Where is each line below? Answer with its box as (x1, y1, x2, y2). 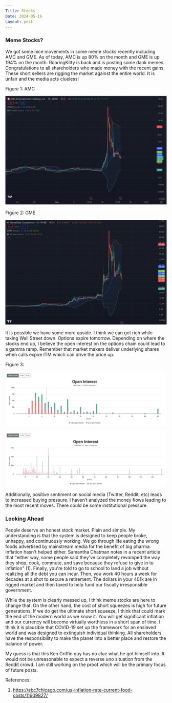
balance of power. (5, 640, 44, 647)
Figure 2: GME (5, 210, 36, 216)
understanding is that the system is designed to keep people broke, (5, 532, 147, 539)
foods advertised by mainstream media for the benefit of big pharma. (5, 543, 151, 549)
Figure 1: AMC (5, 85, 35, 92)
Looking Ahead (5, 515, 44, 522)
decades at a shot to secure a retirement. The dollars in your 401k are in (5, 576, 157, 582)
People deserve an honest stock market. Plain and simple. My (5, 527, 136, 533)
